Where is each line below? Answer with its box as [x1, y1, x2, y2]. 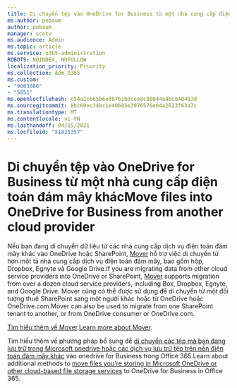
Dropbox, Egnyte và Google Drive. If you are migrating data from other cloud [7, 265, 228, 273]
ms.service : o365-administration [7, 50, 106, 57]
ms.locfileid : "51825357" [7, 128, 83, 135]
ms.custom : [7, 75, 39, 83]
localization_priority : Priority [7, 63, 106, 70]
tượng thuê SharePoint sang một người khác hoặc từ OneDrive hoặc [7, 294, 204, 303]
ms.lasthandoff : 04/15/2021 [7, 121, 90, 129]
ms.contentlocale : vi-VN [7, 115, 80, 122]
